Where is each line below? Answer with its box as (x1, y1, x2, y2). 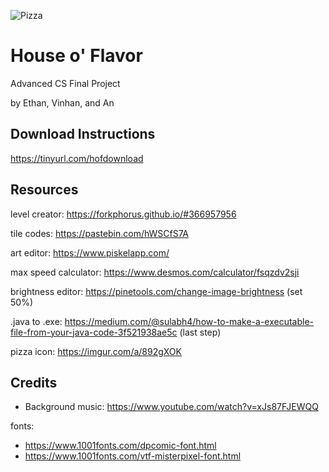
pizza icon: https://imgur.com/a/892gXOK (10, 345, 182, 357)
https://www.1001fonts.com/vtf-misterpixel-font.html (24, 450, 242, 462)
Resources (10, 181, 79, 199)
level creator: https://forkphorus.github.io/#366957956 (10, 208, 237, 220)
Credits (10, 374, 58, 391)
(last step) (179, 326, 222, 338)
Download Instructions (10, 126, 156, 143)
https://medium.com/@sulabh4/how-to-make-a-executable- (64, 315, 315, 327)
